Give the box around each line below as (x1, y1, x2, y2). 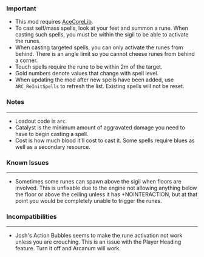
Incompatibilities (6, 212, 57, 221)
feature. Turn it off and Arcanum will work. (15, 245, 121, 252)
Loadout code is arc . (15, 117, 67, 125)
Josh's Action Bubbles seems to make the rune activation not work (15, 232, 183, 239)
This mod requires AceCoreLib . (15, 18, 93, 26)
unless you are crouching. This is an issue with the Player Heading (15, 238, 182, 245)
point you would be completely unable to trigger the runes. (15, 197, 162, 204)
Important (6, 4, 36, 13)
